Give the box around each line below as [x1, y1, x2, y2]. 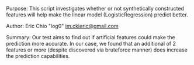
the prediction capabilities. [6, 53, 70, 59]
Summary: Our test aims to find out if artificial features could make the [6, 34, 175, 40]
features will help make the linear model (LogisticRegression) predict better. [6, 11, 188, 18]
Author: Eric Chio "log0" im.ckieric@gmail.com [6, 23, 119, 29]
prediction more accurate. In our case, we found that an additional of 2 [6, 40, 176, 47]
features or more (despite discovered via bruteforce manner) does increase [6, 46, 188, 53]
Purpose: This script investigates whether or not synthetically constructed [6, 5, 184, 12]
